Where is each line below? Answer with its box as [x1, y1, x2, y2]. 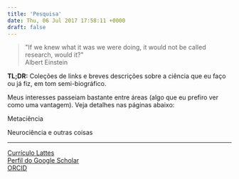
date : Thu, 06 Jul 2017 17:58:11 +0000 [7, 17, 126, 24]
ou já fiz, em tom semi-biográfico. [7, 80, 107, 88]
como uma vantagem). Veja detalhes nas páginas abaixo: [7, 101, 175, 109]
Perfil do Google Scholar [7, 156, 80, 165]
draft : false [7, 23, 46, 31]
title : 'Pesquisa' [7, 10, 62, 18]
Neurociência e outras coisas [7, 129, 93, 137]
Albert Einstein [24, 58, 68, 67]
